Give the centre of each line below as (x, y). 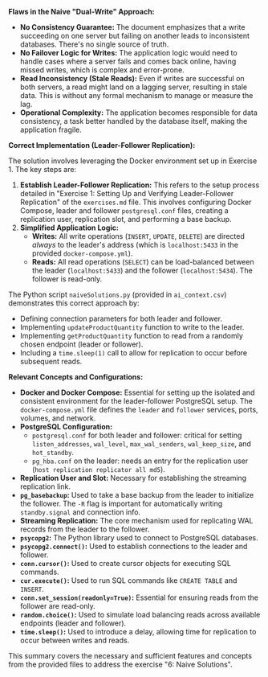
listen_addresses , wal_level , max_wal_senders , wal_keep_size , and (141, 444)
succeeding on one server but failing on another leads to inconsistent (135, 36)
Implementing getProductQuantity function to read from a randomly (131, 336)
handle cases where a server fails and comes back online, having (128, 61)
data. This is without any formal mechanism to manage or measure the (136, 95)
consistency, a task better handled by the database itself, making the (134, 121)
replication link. (45, 486)
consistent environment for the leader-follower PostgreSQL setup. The (136, 401)
